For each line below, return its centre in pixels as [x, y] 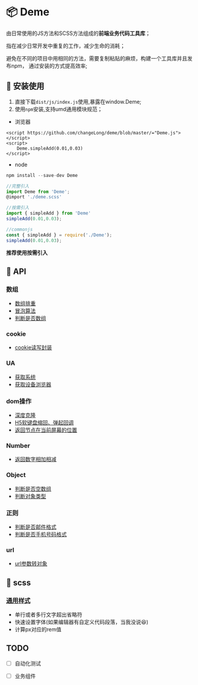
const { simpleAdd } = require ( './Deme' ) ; [59, 235]
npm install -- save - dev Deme [42, 175]
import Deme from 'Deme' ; [38, 192]
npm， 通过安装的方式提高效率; [49, 66]
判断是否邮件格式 [35, 527]
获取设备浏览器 [33, 384]
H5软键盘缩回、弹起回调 [44, 423]
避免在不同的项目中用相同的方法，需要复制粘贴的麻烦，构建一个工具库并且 [97, 58]
